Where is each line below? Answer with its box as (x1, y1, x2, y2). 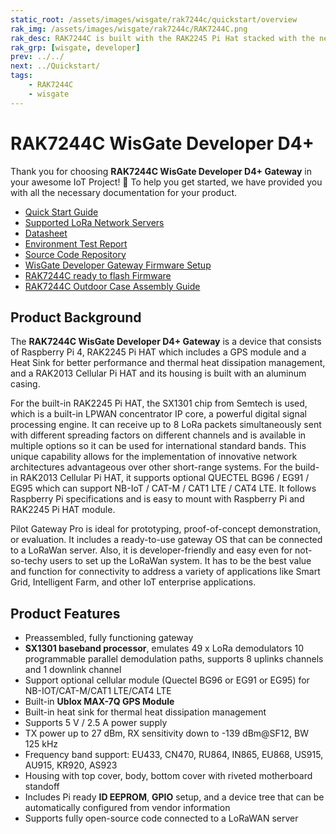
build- (294, 461, 320, 473)
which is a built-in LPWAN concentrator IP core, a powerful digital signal (10, 408, 307, 420)
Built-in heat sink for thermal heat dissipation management (24, 706, 267, 718)
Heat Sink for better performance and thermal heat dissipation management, (10, 357, 326, 369)
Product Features (10, 605, 121, 622)
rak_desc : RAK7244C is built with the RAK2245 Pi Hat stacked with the (10, 33, 315, 43)
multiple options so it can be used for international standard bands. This (10, 440, 307, 452)
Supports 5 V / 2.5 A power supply (24, 717, 168, 729)
